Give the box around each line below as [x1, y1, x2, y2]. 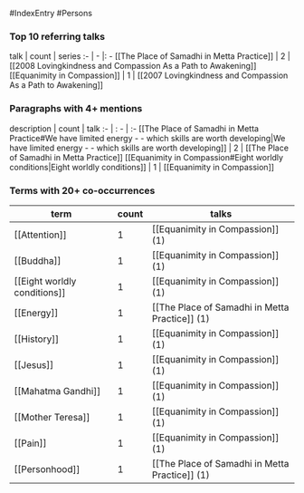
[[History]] [14, 333, 60, 345]
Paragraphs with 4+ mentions [9, 102, 143, 115]
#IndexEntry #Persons [9, 8, 93, 18]
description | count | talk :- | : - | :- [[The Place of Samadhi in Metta [9, 122, 260, 134]
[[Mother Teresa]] [14, 411, 90, 423]
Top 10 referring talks [9, 30, 106, 43]
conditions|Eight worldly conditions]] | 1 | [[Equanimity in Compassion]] [9, 161, 274, 172]
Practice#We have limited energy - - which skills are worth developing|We [9, 132, 286, 143]
